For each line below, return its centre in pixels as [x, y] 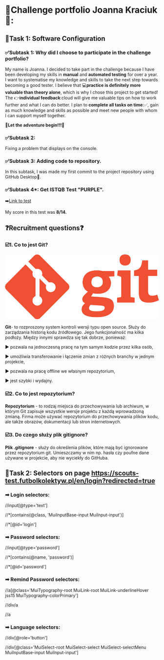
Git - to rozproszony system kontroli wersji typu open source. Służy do [75, 327]
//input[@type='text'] [26, 506]
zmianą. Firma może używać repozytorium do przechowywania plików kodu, [82, 417]
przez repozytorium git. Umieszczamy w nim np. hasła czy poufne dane [77, 453]
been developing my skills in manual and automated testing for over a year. [82, 74]
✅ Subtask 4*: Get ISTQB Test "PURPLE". [54, 190]
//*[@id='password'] [26, 567]
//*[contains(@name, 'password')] [40, 557]
